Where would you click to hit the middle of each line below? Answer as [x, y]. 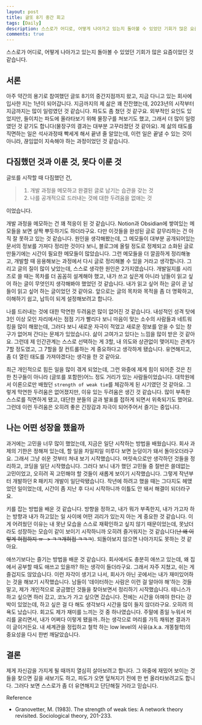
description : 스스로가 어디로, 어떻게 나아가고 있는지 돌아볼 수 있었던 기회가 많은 [97, 29]
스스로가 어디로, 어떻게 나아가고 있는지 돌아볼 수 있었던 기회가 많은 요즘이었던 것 [100, 52]
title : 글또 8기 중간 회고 [35, 17]
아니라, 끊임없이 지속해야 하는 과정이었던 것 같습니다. [68, 141]
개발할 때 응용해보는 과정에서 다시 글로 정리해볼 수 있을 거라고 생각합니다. [100, 261]
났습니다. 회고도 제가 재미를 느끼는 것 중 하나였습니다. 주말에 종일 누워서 [101, 612]
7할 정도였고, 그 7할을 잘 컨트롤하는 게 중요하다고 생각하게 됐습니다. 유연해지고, [99, 349]
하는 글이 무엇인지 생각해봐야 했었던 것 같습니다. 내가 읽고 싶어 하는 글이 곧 [100, 283]
